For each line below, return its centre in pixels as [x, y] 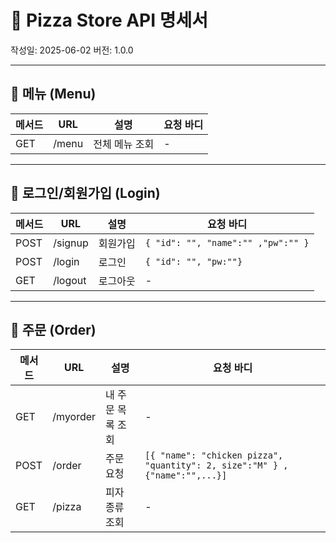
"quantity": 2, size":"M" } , [216, 465]
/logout [70, 280]
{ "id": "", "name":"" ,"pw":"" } [227, 242]
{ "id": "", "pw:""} [193, 261]
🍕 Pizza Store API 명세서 [109, 20]
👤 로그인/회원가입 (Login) [85, 193]
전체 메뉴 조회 [124, 144]
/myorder [74, 417]
